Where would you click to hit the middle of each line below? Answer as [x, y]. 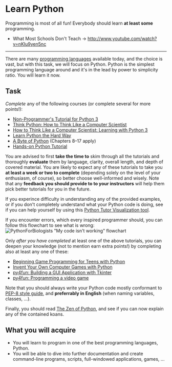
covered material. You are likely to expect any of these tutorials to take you [84, 167]
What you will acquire [40, 330]
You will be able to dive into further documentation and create [78, 353]
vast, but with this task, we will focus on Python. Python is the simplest [80, 64]
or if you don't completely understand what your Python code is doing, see [84, 204]
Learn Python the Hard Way [42, 135]
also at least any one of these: [37, 252]
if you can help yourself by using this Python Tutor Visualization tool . [78, 210]
